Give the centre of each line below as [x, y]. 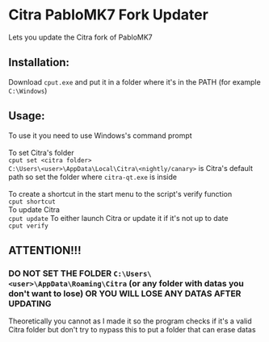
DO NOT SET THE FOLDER [60, 273]
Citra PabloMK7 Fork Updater [108, 15]
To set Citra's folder [41, 152]
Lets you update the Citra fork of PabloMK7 [81, 37]
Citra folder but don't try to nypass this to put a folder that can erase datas [132, 330]
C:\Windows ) [28, 90]
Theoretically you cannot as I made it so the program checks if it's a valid [130, 321]
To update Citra [34, 209]
